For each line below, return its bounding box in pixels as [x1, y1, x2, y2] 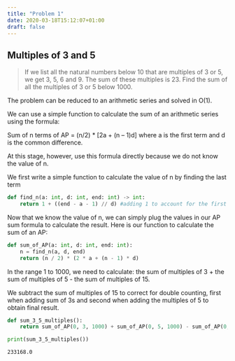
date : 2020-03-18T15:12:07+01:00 [7, 17, 105, 24]
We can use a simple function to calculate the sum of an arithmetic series [7, 110, 219, 118]
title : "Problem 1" [7, 10, 64, 18]
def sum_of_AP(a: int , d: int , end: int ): [7, 241, 133, 249]
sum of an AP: [7, 228, 48, 236]
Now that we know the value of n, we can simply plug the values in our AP [7, 213, 221, 222]
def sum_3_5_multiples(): [7, 317, 83, 324]
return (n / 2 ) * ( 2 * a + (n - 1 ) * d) [20, 254, 139, 261]
